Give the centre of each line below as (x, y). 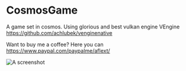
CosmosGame (42, 10)
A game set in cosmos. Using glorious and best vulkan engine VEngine (93, 27)
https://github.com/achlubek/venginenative (59, 33)
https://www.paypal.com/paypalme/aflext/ (58, 50)
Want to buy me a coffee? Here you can (55, 44)
